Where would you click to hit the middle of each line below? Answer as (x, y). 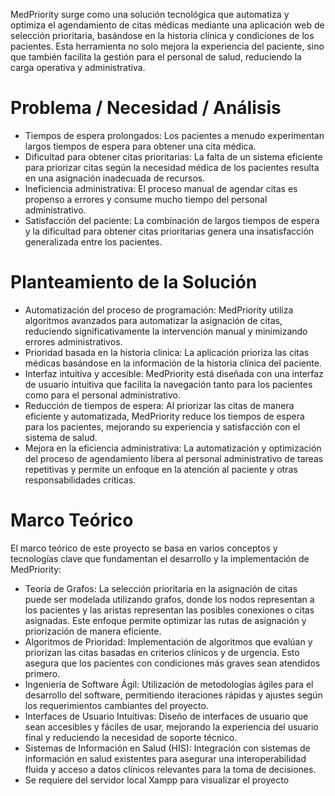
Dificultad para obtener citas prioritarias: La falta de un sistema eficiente (173, 156)
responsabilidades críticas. (80, 480)
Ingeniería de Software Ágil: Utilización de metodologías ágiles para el (169, 684)
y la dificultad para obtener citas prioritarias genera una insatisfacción (169, 231)
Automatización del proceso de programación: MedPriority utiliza (159, 310)
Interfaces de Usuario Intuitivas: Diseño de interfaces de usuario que (166, 716)
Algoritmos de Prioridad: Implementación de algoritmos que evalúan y (168, 641)
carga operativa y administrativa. (78, 67)
